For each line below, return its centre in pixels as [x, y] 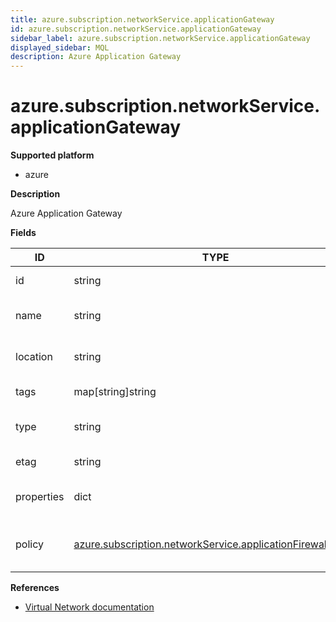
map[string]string [115, 392]
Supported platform [52, 155]
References [35, 588]
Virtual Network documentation [89, 607]
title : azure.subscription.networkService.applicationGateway [142, 19]
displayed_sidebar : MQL [60, 47]
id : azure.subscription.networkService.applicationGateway [136, 29]
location [34, 357]
